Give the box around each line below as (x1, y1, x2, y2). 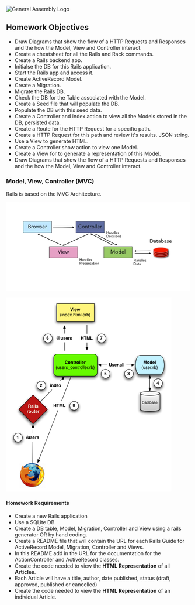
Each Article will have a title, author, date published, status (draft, (14, 575, 171, 582)
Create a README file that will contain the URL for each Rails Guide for (14, 537, 185, 544)
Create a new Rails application (14, 512, 88, 519)
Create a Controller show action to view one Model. (14, 143, 138, 151)
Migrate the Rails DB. (14, 88, 65, 95)
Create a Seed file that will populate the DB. (14, 100, 120, 107)
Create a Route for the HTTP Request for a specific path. (14, 125, 151, 132)
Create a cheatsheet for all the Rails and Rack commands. (14, 50, 154, 57)
